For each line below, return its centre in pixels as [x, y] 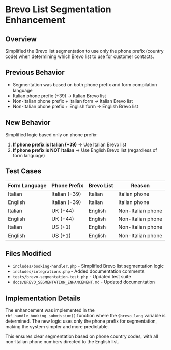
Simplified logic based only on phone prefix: [51, 135]
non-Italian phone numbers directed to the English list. [62, 342]
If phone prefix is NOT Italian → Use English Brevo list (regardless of [85, 150]
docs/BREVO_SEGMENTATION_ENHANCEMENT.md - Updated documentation [84, 282]
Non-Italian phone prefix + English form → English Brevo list [75, 106]
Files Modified [28, 254]
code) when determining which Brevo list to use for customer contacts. [80, 56]
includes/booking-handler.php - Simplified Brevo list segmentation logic [88, 266]
